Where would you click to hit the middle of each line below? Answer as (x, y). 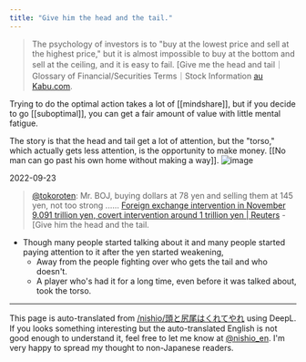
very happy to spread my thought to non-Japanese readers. (122, 347)
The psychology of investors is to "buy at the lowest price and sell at (160, 44)
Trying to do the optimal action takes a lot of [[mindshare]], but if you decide (153, 103)
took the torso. (64, 290)
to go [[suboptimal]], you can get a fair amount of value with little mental (145, 113)
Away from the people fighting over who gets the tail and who (152, 262)
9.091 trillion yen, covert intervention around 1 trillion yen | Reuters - (158, 214)
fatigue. (24, 123)
